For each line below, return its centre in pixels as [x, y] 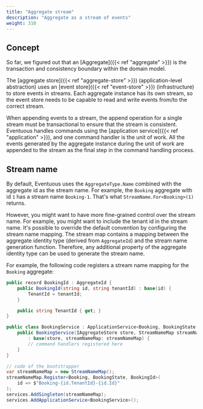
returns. [16, 203]
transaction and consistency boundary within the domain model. [86, 69]
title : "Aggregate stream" [40, 12]
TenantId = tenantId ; [55, 294]
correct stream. [26, 106]
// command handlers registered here [75, 344]
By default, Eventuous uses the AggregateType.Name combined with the [94, 184]
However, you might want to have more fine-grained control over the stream [101, 215]
